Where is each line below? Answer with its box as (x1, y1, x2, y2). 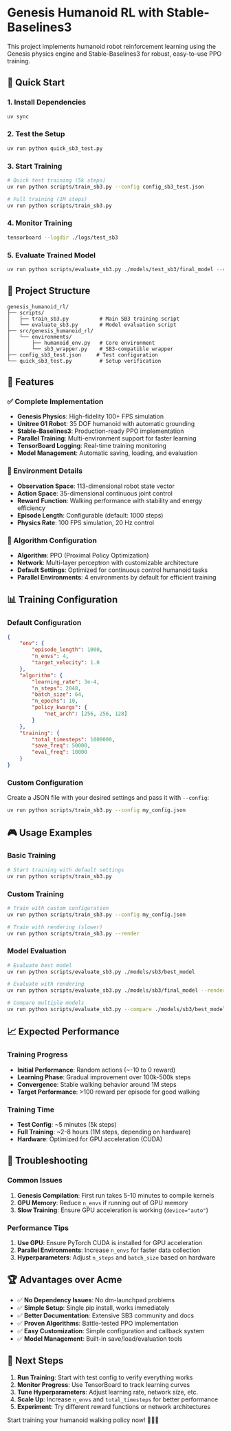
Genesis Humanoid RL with (7, 5, 164, 21)
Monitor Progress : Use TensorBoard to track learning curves (16, 1380, 190, 1388)
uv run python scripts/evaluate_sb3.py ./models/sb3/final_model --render (7, 987, 226, 994)
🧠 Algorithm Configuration (7, 536, 98, 545)
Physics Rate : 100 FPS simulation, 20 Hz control (16, 518, 155, 527)
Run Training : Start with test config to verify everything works (16, 1373, 193, 1381)
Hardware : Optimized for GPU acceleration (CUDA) (16, 1134, 163, 1143)
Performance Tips (7, 1223, 69, 1233)
